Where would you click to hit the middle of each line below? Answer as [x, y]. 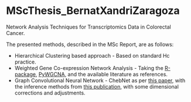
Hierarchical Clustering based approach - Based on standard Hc [92, 55]
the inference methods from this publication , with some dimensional [96, 86]
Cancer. [16, 33]
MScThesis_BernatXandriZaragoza [93, 11]
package [25, 74]
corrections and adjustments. [50, 93]
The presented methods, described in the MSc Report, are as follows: [90, 44]
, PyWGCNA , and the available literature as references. [102, 74]
